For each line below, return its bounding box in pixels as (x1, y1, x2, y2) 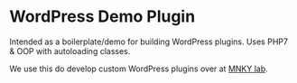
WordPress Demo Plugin (9, 6, 196, 27)
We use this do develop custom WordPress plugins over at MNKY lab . (9, 63, 268, 74)
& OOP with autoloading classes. (9, 45, 131, 56)
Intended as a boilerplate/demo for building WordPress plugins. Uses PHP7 (9, 36, 289, 47)
